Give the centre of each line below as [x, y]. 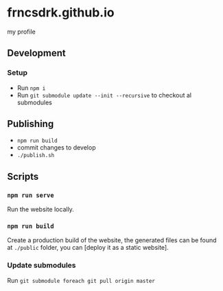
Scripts [23, 176]
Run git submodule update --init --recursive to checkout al [104, 95]
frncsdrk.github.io [61, 13]
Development [37, 53]
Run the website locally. [40, 209]
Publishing [31, 124]
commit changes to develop [56, 148]
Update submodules [42, 266]
